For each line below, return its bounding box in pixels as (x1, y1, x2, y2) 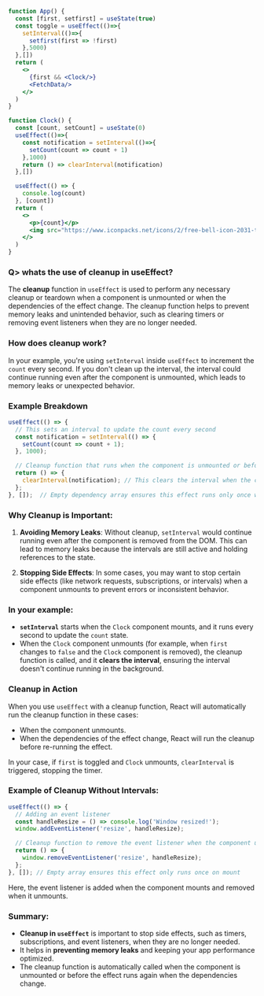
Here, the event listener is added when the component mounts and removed (8, 883, 255, 892)
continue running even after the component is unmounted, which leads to (8, 372, 246, 382)
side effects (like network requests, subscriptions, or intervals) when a (19, 576, 248, 586)
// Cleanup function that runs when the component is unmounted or (15, 461, 241, 470)
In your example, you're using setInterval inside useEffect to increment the (8, 355, 255, 365)
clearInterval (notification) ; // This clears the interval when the (22, 476, 251, 484)
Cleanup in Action (8, 683, 79, 694)
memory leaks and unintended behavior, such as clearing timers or (8, 309, 225, 319)
